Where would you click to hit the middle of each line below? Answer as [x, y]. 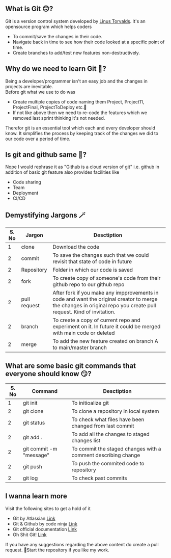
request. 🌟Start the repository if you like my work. [57, 550]
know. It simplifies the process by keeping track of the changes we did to [82, 133]
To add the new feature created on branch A [106, 341]
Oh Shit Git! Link [30, 535]
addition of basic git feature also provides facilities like [62, 172]
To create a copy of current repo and [97, 320]
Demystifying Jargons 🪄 [45, 215]
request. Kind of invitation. [84, 312]
